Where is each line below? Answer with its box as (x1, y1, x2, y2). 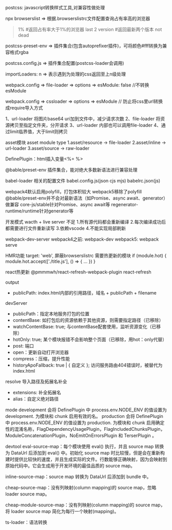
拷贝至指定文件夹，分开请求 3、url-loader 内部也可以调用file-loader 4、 (9, 122, 162, 128)
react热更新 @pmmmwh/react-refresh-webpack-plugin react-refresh (5, 269, 151, 275)
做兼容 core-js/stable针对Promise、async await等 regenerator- (5, 202, 139, 207)
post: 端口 (12, 343, 34, 349)
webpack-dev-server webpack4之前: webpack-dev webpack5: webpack (5, 236, 159, 242)
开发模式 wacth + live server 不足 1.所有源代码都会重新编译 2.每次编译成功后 (5, 219, 166, 225)
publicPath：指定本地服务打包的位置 (12, 310, 90, 317)
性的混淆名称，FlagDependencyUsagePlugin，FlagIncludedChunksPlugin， (5, 426, 165, 432)
